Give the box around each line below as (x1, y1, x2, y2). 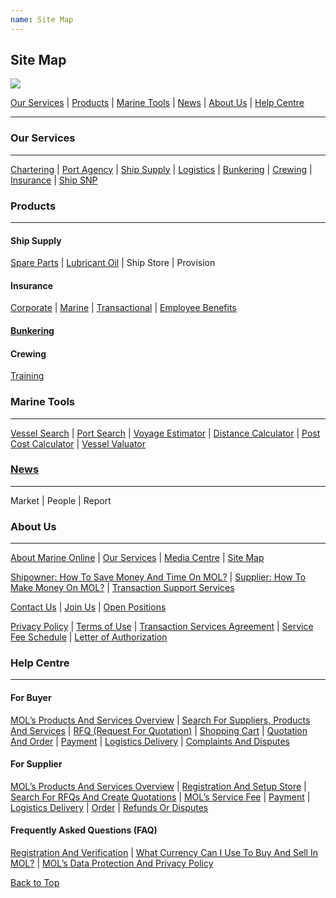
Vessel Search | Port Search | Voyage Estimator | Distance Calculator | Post (10, 427, 321, 439)
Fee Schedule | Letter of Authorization (10, 631, 168, 643)
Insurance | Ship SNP (10, 174, 98, 186)
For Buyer (10, 692, 52, 704)
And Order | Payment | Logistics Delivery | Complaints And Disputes (10, 735, 290, 747)
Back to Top (10, 877, 60, 889)
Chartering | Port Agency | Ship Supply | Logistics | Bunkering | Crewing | (10, 163, 313, 175)
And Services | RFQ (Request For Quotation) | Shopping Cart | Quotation (10, 724, 308, 736)
